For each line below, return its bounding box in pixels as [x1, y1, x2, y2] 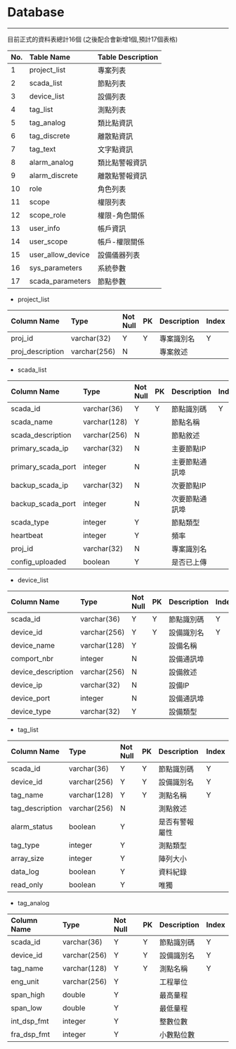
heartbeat [11, 530, 44, 540]
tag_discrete [29, 131, 70, 141]
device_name [11, 640, 55, 650]
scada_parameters [29, 276, 91, 286]
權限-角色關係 [97, 211, 145, 220]
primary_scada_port [11, 462, 77, 472]
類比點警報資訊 [97, 158, 147, 168]
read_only [11, 879, 44, 889]
